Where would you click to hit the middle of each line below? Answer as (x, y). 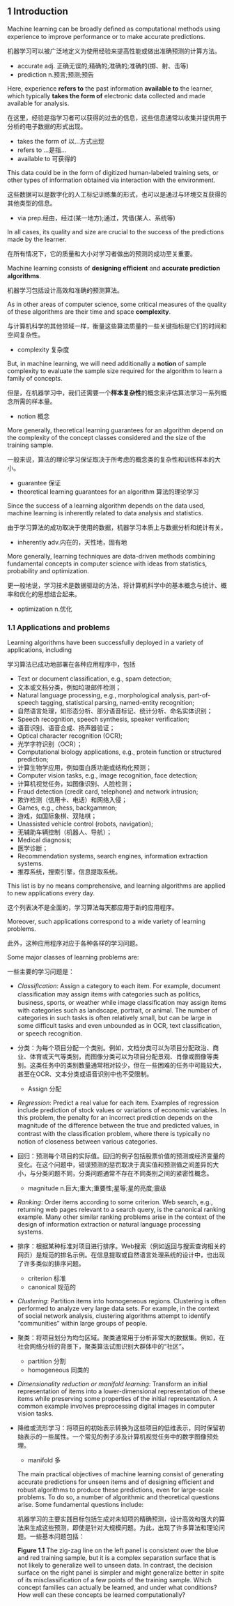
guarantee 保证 (39, 483)
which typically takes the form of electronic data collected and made (106, 96)
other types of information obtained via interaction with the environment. (111, 180)
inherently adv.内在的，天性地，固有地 (72, 542)
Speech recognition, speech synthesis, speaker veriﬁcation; (103, 719)
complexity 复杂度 (43, 349)
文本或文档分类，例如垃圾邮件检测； (69, 688)
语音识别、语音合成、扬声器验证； (66, 728)
